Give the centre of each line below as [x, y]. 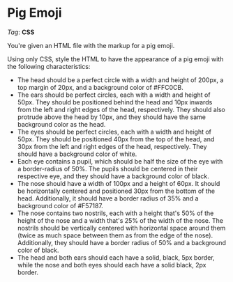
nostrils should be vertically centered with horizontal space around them [121, 228]
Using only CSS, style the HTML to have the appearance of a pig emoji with [115, 59]
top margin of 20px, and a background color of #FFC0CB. [100, 87]
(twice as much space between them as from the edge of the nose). [115, 235]
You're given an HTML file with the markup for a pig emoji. [91, 45]
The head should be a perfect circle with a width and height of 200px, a [120, 80]
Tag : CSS [21, 32]
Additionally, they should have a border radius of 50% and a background [122, 242]
